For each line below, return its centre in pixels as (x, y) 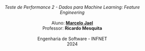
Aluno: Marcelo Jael (72, 23)
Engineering (72, 12)
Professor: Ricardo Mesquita (72, 28)
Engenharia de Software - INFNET (72, 39)
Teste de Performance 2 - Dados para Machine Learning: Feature (72, 7)
